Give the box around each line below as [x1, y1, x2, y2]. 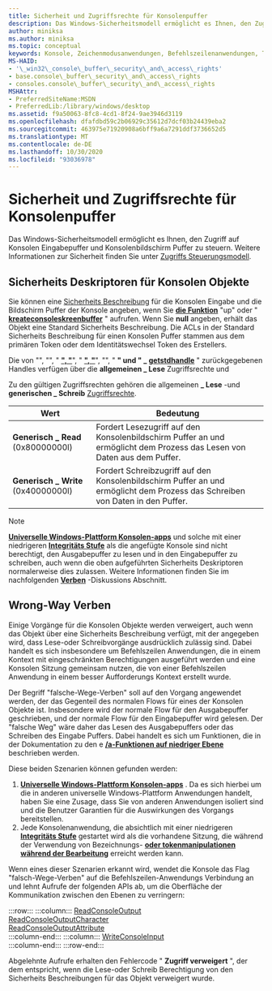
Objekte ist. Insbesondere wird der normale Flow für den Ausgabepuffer [8, 704, 249, 714]
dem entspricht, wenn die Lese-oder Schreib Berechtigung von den [8, 964, 233, 974]
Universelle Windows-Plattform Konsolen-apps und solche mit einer [8, 532, 241, 541]
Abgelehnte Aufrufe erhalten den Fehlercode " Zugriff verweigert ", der [8, 955, 249, 966]
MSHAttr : [8, 87, 38, 96]
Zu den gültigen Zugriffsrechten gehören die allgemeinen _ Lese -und [8, 380, 240, 390]
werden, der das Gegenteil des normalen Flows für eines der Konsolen [8, 696, 244, 706]
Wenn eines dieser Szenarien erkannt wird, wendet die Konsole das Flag [8, 864, 250, 873]
